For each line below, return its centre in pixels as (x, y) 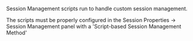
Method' (16, 33)
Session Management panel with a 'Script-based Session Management (94, 26)
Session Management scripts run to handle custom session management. (97, 9)
